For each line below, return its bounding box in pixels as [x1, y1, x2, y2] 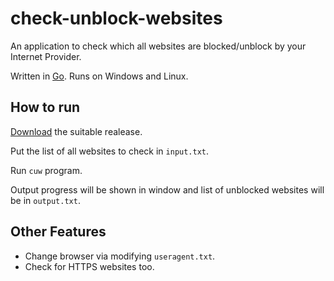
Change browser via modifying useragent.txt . [24, 250, 216, 262]
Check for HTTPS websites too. [24, 260, 155, 272]
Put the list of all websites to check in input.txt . [10, 145, 210, 157]
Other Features [10, 223, 107, 241]
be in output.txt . [10, 194, 81, 206]
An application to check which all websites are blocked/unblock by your [10, 40, 307, 52]
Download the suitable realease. [10, 125, 143, 137]
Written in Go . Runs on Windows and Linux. [10, 70, 189, 82]
